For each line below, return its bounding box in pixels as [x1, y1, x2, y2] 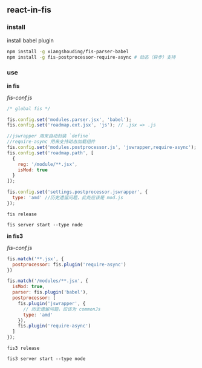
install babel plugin [7, 36, 54, 44]
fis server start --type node [7, 222, 83, 228]
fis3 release [7, 345, 40, 352]
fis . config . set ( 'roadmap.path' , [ [7, 149, 94, 156]
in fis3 [7, 232, 24, 240]
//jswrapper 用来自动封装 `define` [7, 133, 91, 139]
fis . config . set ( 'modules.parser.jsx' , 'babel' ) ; [7, 116, 132, 123]
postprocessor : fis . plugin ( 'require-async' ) [12, 261, 126, 268]
